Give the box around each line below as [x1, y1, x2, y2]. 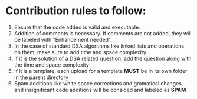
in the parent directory [14, 74, 69, 81]
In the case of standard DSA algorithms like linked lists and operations [14, 42, 185, 49]
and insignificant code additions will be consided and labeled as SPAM [14, 86, 186, 93]
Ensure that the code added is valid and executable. [14, 24, 140, 31]
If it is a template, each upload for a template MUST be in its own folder [14, 67, 188, 74]
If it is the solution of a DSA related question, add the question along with [14, 55, 192, 62]
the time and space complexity [14, 61, 90, 68]
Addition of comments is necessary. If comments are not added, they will [14, 29, 192, 37]
